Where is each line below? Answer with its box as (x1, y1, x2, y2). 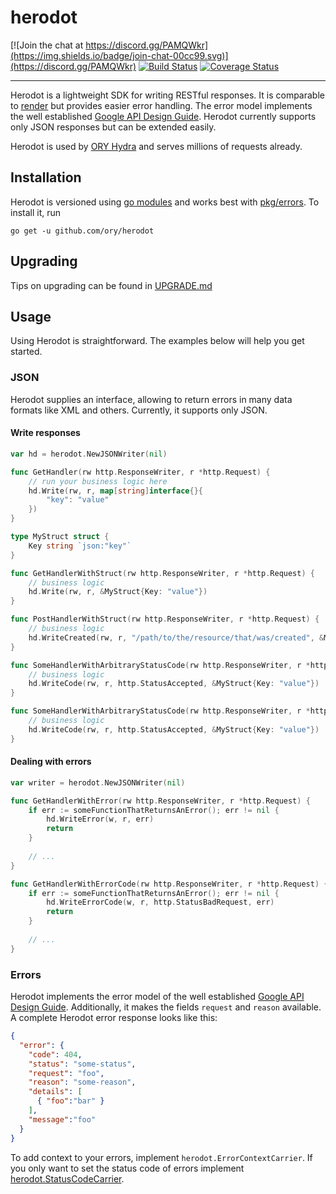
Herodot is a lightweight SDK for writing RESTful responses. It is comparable (10, 89, 325, 101)
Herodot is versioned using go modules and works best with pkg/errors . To (10, 196, 320, 208)
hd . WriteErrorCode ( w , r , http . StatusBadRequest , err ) (46, 897, 275, 908)
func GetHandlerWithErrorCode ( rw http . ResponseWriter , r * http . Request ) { (10, 879, 329, 889)
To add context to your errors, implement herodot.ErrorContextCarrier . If (10, 1151, 313, 1163)
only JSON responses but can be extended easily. (10, 121, 217, 133)
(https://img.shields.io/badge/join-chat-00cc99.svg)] (10, 49, 229, 61)
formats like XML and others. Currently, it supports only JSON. (10, 404, 268, 416)
